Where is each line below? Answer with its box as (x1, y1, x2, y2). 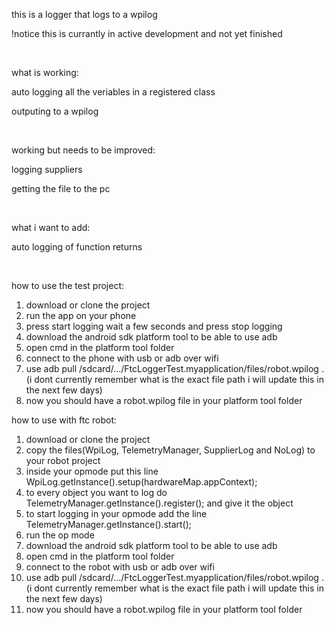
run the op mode (25, 529, 95, 541)
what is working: (11, 67, 79, 78)
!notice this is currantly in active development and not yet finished (11, 28, 283, 39)
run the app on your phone (25, 310, 137, 321)
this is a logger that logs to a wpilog (11, 9, 158, 20)
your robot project (25, 455, 101, 466)
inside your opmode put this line (25, 465, 159, 477)
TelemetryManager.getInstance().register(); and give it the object (25, 497, 294, 509)
